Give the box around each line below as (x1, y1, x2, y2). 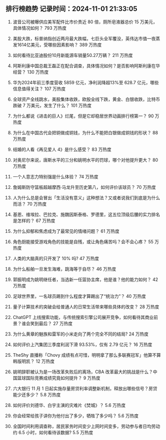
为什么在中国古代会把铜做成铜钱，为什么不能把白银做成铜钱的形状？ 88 (12, 129, 159, 135)
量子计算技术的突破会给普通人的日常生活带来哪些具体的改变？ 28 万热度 (12, 304, 160, 310)
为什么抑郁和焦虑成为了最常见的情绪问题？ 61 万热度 (12, 228, 120, 234)
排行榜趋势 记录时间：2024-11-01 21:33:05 (5, 4, 138, 13)
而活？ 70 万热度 (12, 201, 47, 207)
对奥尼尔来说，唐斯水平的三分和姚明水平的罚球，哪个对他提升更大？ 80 (12, 157, 159, 163)
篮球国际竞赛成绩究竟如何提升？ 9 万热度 (17, 375, 101, 381)
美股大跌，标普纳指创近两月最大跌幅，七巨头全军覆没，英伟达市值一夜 (12, 35, 156, 41)
